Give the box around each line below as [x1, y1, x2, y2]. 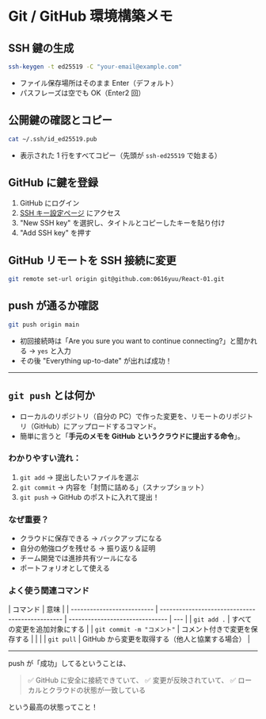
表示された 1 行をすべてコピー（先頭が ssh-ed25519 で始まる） [19, 150, 222, 160]
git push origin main [8, 321, 80, 329]
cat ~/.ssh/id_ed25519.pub [8, 135, 97, 143]
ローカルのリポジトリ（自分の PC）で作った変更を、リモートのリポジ [19, 411, 247, 421]
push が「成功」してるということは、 [8, 659, 131, 668]
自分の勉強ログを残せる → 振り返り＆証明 [19, 544, 156, 553]
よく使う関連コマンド [8, 585, 89, 596]
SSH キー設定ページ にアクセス [19, 208, 121, 218]
